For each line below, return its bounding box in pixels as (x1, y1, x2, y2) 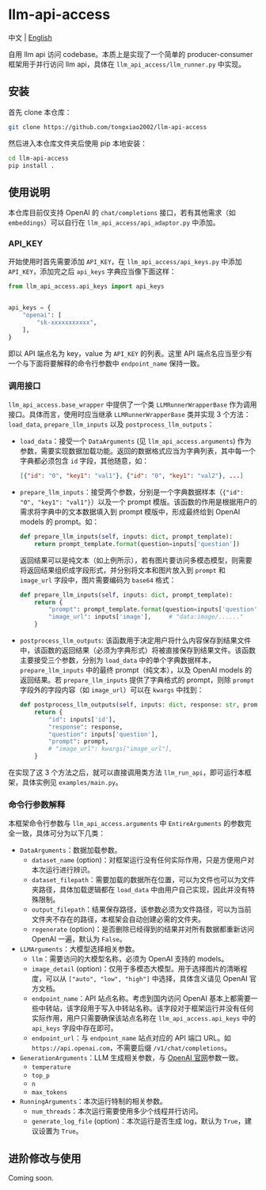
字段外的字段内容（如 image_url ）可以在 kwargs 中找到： (19, 685, 204, 695)
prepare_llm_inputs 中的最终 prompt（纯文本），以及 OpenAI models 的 (19, 665, 253, 675)
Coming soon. (8, 1173, 54, 1183)
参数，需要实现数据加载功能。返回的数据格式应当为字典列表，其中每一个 (19, 446, 256, 456)
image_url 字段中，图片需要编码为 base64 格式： (19, 575, 177, 585)
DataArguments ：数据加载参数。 (19, 845, 122, 855)
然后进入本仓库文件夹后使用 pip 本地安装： (8, 138, 148, 148)
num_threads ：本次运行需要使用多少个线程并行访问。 (31, 1106, 203, 1116)
